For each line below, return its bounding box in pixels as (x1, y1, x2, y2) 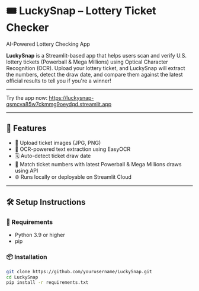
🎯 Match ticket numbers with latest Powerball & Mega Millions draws (14, 160, 182, 167)
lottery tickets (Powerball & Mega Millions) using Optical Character (6, 58, 169, 65)
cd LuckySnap (6, 274, 38, 280)
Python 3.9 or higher (14, 232, 65, 239)
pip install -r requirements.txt (6, 280, 89, 286)
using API (14, 167, 38, 174)
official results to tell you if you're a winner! (6, 77, 111, 84)
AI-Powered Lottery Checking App (6, 40, 91, 48)
